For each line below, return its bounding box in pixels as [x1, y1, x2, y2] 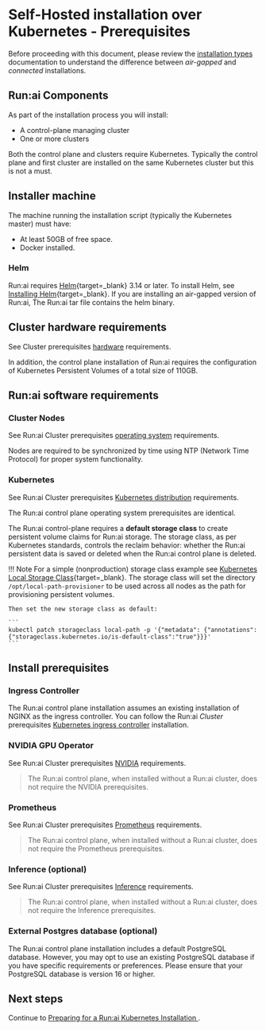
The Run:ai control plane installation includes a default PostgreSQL [8, 943, 226, 953]
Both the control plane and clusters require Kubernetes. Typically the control [8, 149, 258, 158]
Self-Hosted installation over [8, 6, 202, 24]
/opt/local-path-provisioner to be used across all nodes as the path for [8, 581, 246, 591]
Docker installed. [19, 243, 75, 252]
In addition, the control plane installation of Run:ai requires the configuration [8, 357, 257, 367]
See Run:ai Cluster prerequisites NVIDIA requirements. [8, 758, 187, 767]
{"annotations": [203, 626, 258, 634]
